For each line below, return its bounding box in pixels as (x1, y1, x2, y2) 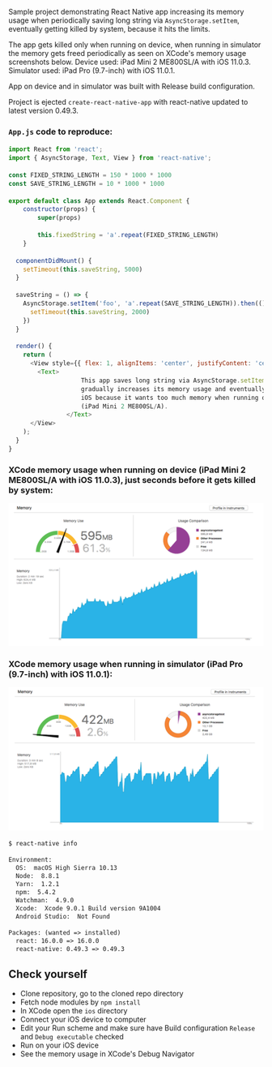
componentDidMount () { (15, 256, 92, 265)
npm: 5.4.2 (15, 888, 57, 897)
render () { (15, 342, 53, 351)
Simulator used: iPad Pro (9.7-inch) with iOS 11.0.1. (8, 66, 176, 75)
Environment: (8, 856, 53, 864)
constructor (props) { (23, 205, 96, 213)
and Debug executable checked (19, 1032, 124, 1042)
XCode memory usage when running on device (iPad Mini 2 (8, 464, 246, 475)
